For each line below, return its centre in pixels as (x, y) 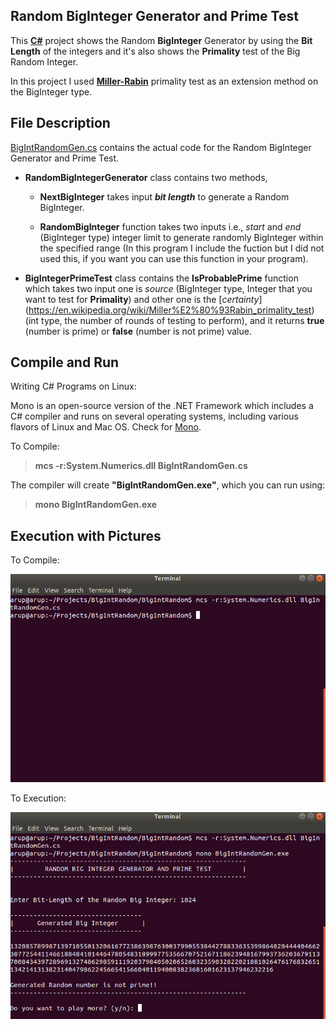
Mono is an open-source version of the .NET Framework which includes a (162, 406)
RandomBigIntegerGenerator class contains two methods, (146, 177)
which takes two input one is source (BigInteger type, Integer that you (168, 288)
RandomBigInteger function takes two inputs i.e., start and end (170, 226)
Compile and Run (65, 362)
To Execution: (38, 798)
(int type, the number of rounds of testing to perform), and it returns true (174, 320)
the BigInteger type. (51, 91)
